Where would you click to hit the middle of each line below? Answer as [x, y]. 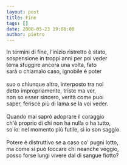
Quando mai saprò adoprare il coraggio [55, 117]
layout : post [23, 12]
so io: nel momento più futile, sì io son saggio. [64, 130]
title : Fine [21, 18]
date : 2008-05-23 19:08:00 [40, 29]
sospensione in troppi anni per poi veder [57, 58]
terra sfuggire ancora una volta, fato [52, 65]
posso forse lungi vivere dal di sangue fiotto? [63, 155]
